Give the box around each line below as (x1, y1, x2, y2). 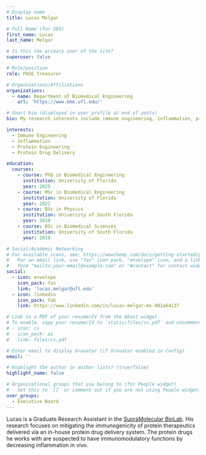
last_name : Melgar (6, 37, 53, 44)
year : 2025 (22, 183, 51, 189)
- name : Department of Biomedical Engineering (12, 93, 133, 99)
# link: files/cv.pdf (6, 337, 67, 343)
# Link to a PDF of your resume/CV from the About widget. (6, 314, 161, 320)
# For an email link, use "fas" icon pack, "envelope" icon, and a (6, 257, 188, 264)
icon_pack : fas (17, 280, 56, 286)
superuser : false (6, 54, 51, 60)
